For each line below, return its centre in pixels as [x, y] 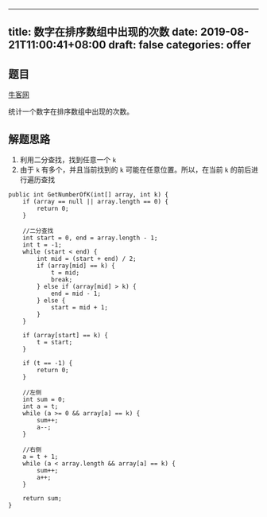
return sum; [42, 499]
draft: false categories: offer [180, 45]
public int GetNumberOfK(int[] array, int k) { [89, 195]
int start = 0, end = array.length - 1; [90, 238]
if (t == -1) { [48, 363]
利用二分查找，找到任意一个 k [68, 160]
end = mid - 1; [76, 294]
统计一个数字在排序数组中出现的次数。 [71, 111]
